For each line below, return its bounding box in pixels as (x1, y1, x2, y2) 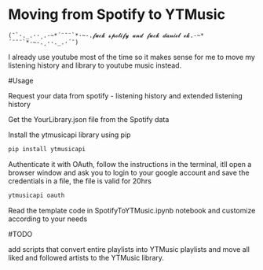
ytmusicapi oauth (8, 191, 65, 199)
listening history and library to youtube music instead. (8, 61, 182, 70)
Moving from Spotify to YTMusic (8, 6, 226, 24)
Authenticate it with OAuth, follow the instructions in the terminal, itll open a (8, 159, 252, 168)
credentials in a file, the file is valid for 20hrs (8, 176, 152, 186)
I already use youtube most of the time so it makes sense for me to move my (8, 52, 255, 61)
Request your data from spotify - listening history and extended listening (8, 91, 243, 100)
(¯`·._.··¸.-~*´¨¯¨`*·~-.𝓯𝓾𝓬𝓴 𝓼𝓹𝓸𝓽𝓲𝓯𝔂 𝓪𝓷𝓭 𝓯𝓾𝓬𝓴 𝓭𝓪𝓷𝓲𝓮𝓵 (8, 31, 181, 39)
